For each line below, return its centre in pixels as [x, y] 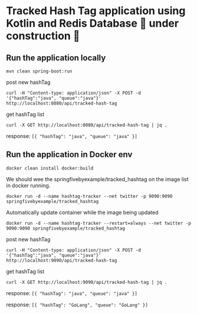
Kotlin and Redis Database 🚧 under [92, 23]
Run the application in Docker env [69, 155]
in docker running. [28, 185]
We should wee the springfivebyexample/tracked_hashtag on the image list [97, 179]
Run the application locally [56, 58]
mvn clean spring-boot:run [39, 71]
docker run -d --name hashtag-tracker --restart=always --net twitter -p [99, 223]
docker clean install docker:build [50, 168]
